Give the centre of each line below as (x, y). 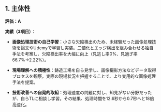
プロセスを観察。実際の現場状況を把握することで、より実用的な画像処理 (84, 76)
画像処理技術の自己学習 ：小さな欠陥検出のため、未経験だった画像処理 (82, 42)
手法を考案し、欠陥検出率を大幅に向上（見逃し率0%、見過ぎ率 (75, 54)
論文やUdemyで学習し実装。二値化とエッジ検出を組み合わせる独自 (87, 48)
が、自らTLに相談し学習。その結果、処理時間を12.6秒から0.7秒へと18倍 (83, 98)
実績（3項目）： (20, 31)
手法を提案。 (25, 82)
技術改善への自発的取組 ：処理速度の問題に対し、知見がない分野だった (82, 92)
